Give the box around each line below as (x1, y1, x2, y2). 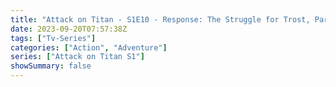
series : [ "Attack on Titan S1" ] (10, 52, 145, 62)
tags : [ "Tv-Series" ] (10, 33, 97, 43)
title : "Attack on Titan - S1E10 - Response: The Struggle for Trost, (10, 14, 311, 25)
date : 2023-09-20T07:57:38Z (10, 24, 128, 34)
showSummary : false (10, 61, 92, 71)
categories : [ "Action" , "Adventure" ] (10, 42, 168, 53)
